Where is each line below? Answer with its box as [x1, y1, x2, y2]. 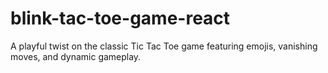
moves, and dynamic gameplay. [10, 50, 142, 62]
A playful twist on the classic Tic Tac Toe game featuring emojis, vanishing [10, 40, 318, 52]
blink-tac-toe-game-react [10, 7, 231, 30]
